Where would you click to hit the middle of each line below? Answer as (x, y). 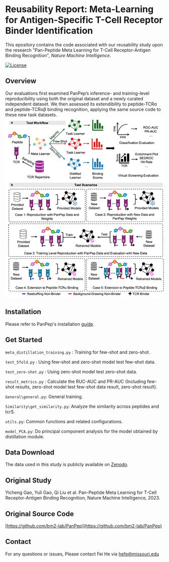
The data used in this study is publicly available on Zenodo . (67, 465)
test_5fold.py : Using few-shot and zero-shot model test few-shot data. (80, 362)
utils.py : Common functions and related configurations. (64, 421)
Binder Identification (49, 31)
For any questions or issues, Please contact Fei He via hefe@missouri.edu (82, 554)
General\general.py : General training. (44, 397)
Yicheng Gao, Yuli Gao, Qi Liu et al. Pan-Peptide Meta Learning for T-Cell (81, 492)
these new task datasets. (31, 115)
